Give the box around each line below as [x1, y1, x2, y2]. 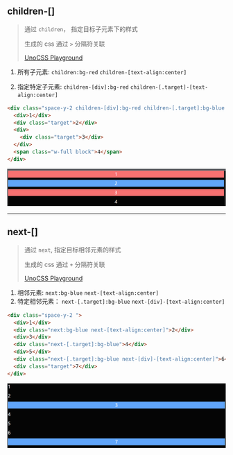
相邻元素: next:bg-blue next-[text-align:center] [17, 288, 159, 297]
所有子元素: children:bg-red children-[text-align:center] [17, 67, 187, 76]
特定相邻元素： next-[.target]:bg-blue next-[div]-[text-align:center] [17, 297, 225, 305]
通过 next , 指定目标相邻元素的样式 [24, 246, 121, 254]
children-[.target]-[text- [130, 83, 209, 91]
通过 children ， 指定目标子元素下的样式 [24, 24, 138, 33]
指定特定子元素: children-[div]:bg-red [17, 83, 130, 91]
